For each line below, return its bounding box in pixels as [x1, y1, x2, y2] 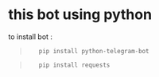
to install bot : [8, 32, 53, 41]
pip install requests [38, 61, 111, 69]
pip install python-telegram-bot [38, 47, 149, 55]
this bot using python [8, 6, 153, 24]
